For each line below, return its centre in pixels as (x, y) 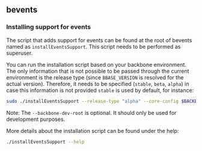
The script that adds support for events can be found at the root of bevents (99, 40)
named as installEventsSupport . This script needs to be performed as (93, 46)
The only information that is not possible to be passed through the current (98, 71)
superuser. (20, 53)
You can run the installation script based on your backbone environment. (96, 64)
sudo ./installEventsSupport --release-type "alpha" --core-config (93, 101)
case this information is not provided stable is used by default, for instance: (100, 90)
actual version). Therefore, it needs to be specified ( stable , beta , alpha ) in (98, 84)
